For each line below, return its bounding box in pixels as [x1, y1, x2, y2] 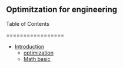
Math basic [23, 55, 51, 62]
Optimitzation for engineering [6, 5, 118, 15]
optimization [23, 49, 54, 56]
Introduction [14, 43, 45, 50]
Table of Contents [6, 20, 50, 27]
